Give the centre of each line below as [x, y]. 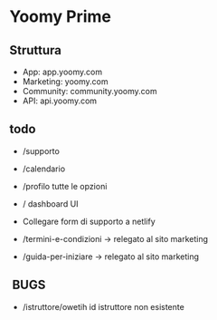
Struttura [35, 50]
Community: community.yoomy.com [90, 91]
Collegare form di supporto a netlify [89, 221]
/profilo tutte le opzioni [65, 186]
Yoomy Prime [60, 17]
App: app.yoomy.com [62, 72]
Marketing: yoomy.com [65, 82]
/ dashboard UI [50, 204]
